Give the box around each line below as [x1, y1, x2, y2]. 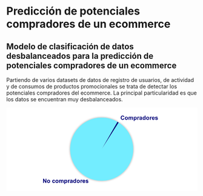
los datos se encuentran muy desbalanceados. [6, 96, 123, 103]
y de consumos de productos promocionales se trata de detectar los [6, 83, 178, 90]
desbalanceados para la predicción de [6, 50, 153, 61]
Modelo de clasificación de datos [6, 41, 135, 52]
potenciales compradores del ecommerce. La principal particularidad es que [6, 89, 197, 96]
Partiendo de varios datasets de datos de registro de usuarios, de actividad [6, 76, 194, 83]
